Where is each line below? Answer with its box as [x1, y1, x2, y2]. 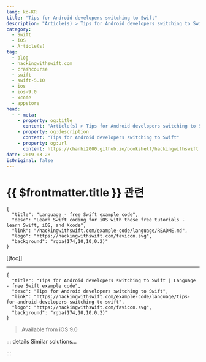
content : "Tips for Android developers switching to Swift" [22, 134, 180, 141]
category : [6, 26, 32, 33]
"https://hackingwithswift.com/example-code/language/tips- [33, 294, 191, 300]
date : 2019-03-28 [6, 152, 51, 158]
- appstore [12, 100, 40, 106]
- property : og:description [17, 129, 89, 135]
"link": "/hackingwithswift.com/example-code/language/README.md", [12, 228, 188, 234]
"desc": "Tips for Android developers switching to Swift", [12, 288, 169, 295]
